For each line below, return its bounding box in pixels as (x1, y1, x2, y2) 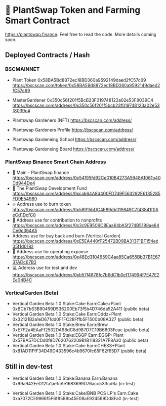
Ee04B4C (12, 277, 32, 283)
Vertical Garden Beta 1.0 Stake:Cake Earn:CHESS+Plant (12, 343, 125, 349)
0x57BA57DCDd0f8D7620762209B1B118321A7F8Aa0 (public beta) (12, 337, 149, 343)
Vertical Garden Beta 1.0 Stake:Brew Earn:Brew (12, 321, 108, 328)
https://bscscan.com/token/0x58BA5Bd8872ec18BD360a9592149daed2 (12, 82, 161, 88)
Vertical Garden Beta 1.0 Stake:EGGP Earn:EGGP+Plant (12, 332, 124, 338)
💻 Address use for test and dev (12, 265, 78, 271)
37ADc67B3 (12, 259, 37, 265)
